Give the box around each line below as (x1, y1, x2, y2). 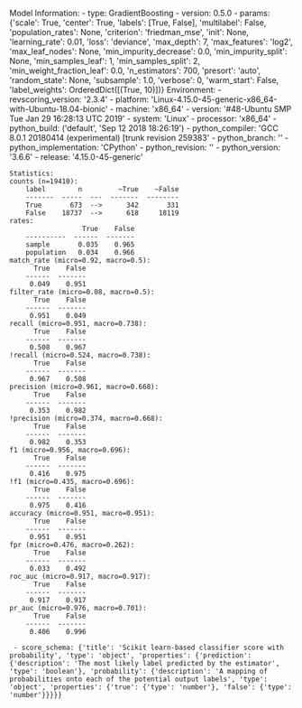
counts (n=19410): (9, 177, 78, 186)
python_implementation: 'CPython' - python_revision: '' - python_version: (9, 142, 281, 153)
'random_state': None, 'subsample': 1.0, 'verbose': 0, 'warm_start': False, (9, 75, 279, 85)
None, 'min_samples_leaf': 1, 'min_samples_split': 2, (9, 56, 201, 66)
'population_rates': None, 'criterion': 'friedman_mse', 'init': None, (9, 27, 250, 37)
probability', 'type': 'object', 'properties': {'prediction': (9, 651, 252, 660)
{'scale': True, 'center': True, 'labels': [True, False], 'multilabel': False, (9, 17, 267, 28)
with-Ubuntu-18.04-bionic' (9, 104, 108, 114)
